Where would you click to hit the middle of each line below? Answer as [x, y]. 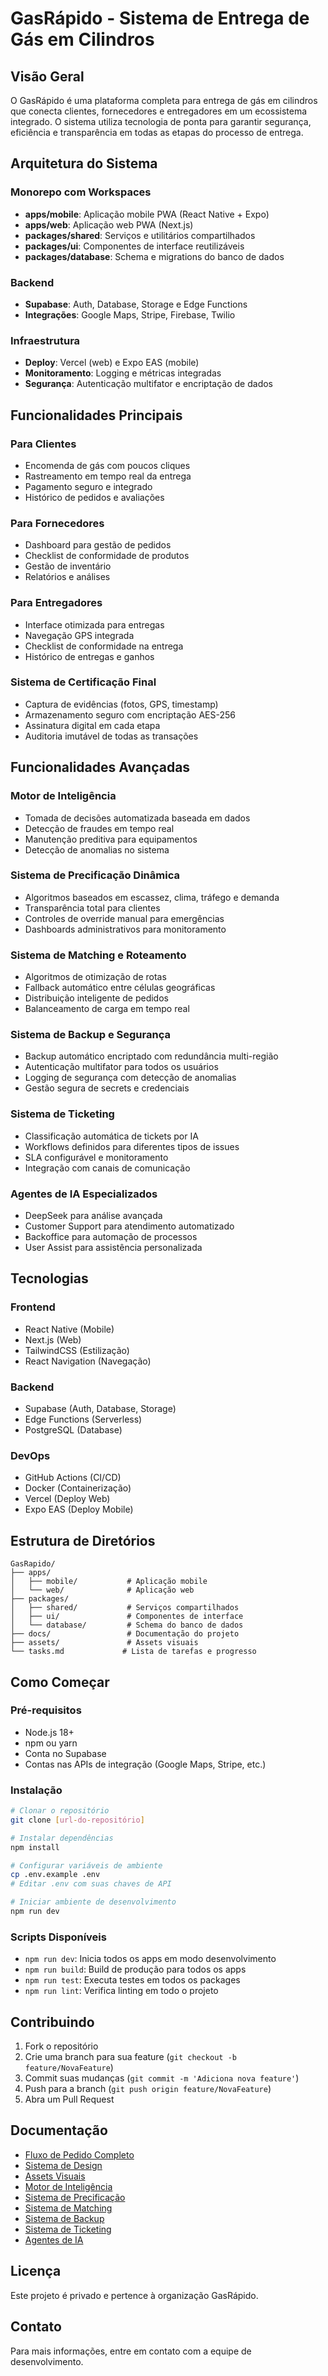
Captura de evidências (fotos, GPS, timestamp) [121, 704]
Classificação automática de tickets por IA [111, 1136]
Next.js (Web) [53, 1339]
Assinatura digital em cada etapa [92, 725]
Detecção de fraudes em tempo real [99, 828]
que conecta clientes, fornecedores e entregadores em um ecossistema [159, 111]
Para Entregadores [56, 603]
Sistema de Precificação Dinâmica [95, 875]
